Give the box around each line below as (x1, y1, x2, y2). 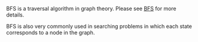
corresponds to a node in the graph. (6, 29, 95, 36)
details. (6, 11, 25, 18)
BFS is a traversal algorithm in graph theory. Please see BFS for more (6, 5, 176, 12)
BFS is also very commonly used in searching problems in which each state (6, 23, 193, 30)
